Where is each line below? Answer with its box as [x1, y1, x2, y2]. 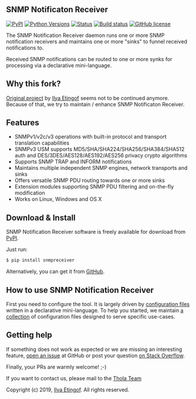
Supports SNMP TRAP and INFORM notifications [14, 158, 132, 165]
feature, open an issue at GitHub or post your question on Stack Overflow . [6, 352, 185, 359]
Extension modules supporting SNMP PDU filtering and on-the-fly [14, 183, 174, 190]
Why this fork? [6, 79, 61, 89]
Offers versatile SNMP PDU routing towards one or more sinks [14, 177, 165, 184]
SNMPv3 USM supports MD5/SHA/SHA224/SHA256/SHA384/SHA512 [14, 146, 185, 153]
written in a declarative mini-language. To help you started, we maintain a [6, 307, 184, 314]
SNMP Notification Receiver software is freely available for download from [6, 229, 186, 236]
